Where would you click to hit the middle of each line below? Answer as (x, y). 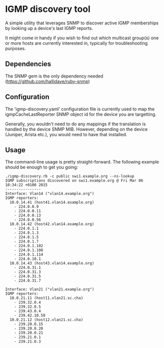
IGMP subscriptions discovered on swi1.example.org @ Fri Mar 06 (74, 181)
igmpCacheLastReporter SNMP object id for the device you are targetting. (81, 114)
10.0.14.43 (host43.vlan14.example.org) (52, 263)
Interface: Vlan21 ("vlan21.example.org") (50, 289)
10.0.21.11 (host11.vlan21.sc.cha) (46, 298)
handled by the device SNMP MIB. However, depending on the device (77, 129)
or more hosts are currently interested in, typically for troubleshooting (77, 43)
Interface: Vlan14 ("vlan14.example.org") (50, 194)
